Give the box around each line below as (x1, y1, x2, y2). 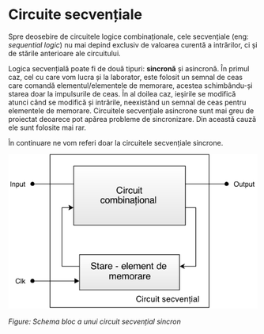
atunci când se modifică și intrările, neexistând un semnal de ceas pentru (8, 97, 247, 107)
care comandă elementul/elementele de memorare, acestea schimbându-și (8, 81, 253, 90)
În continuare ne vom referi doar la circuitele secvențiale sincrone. (8, 138, 224, 147)
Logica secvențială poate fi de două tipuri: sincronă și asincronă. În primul (8, 63, 250, 73)
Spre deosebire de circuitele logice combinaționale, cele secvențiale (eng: (8, 32, 249, 41)
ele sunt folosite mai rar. (8, 123, 87, 132)
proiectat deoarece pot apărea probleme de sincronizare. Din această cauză (8, 114, 257, 123)
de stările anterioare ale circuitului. (8, 48, 121, 58)
